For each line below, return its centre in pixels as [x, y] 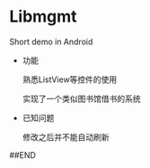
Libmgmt [44, 17]
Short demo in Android [51, 42]
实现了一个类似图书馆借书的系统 [81, 98]
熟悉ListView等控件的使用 [70, 79]
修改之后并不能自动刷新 [66, 136]
